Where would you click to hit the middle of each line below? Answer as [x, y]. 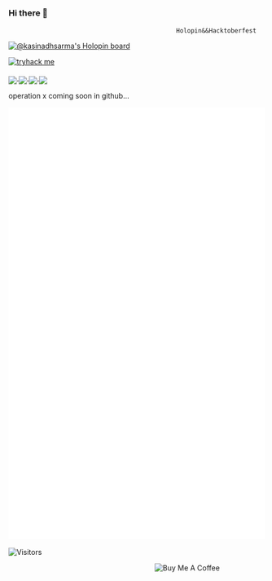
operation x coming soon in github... [69, 96]
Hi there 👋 [29, 13]
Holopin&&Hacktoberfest [216, 31]
